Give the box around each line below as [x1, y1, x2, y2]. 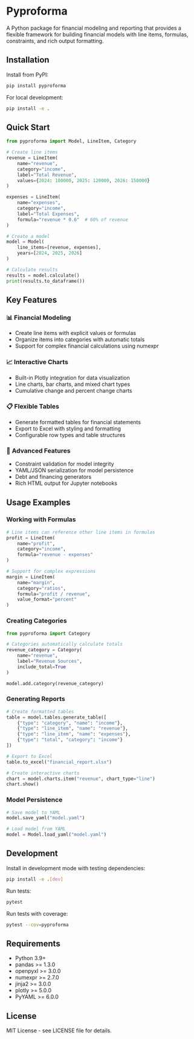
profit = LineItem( [6, 535, 56, 541]
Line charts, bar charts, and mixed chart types [15, 381, 131, 388]
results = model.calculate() [6, 272, 80, 279]
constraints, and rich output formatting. [6, 37, 104, 44]
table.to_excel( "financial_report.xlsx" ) [6, 759, 112, 765]
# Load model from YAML [6, 826, 66, 832]
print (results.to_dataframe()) [6, 278, 85, 284]
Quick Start [6, 122, 50, 132]
